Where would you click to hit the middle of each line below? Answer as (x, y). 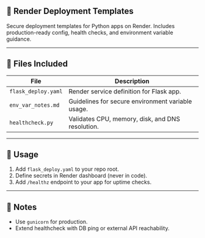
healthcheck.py (31, 122)
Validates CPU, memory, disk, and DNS (124, 118)
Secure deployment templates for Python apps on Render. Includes (91, 26)
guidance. (19, 39)
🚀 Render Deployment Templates (70, 11)
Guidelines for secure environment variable (130, 101)
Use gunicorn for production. (51, 222)
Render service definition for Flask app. (125, 91)
